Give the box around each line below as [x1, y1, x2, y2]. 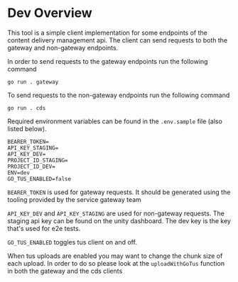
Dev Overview [7, 5, 92, 21]
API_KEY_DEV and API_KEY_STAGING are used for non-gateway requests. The [7, 209, 225, 218]
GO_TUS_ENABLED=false [7, 175, 72, 182]
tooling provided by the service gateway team [7, 195, 142, 203]
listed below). [7, 124, 48, 132]
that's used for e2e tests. [7, 224, 81, 232]
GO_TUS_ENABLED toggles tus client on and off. [7, 237, 137, 246]
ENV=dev [7, 169, 31, 176]
